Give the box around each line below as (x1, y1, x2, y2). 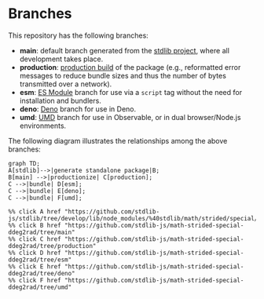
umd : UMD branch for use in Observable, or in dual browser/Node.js (19, 112, 241, 122)
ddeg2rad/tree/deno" (8, 269, 76, 277)
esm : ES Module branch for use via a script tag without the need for (19, 87, 242, 97)
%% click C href (8, 235, 61, 243)
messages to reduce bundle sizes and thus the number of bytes (19, 71, 226, 80)
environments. (19, 121, 67, 130)
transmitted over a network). (19, 79, 112, 89)
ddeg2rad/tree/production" (8, 242, 97, 250)
